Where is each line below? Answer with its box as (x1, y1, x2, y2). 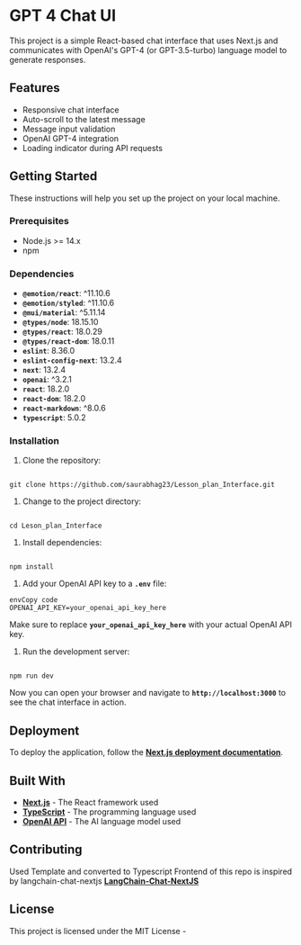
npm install (9, 562, 54, 571)
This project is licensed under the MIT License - (9, 925, 187, 936)
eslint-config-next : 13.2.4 (22, 355, 123, 365)
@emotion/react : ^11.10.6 (22, 288, 111, 299)
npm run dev (9, 671, 54, 680)
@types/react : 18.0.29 (22, 326, 103, 337)
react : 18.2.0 (22, 383, 70, 394)
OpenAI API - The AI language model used (22, 816, 181, 827)
